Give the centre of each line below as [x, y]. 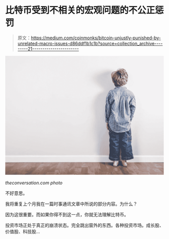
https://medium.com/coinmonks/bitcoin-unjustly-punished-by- [96, 38]
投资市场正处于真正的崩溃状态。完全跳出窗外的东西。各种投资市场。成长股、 [84, 225]
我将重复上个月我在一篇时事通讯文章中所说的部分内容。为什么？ [71, 204]
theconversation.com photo [34, 183]
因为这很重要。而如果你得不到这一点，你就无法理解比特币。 [67, 214]
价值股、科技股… [23, 231]
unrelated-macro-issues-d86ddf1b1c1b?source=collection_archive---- [90, 43]
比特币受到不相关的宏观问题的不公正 [80, 10]
